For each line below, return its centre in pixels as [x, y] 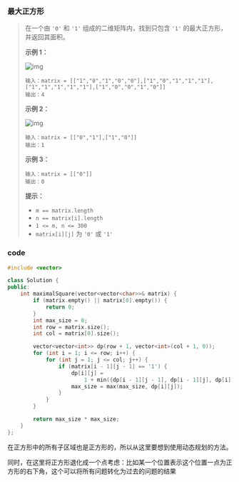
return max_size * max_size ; [76, 419]
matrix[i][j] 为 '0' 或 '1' [74, 234]
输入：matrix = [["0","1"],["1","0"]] [81, 138]
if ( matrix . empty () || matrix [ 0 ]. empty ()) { [100, 301]
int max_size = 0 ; [60, 320]
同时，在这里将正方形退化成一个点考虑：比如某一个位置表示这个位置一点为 [117, 462]
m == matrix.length [65, 211]
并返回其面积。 [47, 37]
